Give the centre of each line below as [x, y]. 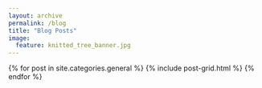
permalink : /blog [37, 23]
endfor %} [25, 77]
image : [19, 38]
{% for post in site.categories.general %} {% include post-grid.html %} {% [131, 68]
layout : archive [35, 16]
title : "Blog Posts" [43, 30]
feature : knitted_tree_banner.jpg [73, 46]
